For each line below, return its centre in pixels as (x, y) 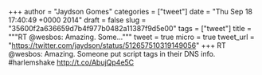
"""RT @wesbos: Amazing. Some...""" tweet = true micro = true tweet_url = (131, 37)
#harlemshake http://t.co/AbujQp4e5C (71, 62)
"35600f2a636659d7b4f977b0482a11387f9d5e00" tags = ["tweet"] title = (130, 28)
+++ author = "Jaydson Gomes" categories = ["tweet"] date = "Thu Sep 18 (131, 12)
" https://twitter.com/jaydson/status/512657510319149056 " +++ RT (117, 45)
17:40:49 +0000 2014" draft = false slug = (77, 20)
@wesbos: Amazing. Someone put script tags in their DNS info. (112, 54)
